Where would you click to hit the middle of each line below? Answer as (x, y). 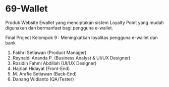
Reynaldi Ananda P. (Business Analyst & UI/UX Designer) (71, 57)
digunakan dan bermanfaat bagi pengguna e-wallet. (59, 27)
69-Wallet (26, 9)
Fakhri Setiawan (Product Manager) (49, 52)
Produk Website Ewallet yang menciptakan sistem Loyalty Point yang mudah (84, 22)
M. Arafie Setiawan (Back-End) (45, 73)
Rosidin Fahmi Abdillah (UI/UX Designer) (54, 63)
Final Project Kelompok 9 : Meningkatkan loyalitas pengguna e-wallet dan (81, 37)
